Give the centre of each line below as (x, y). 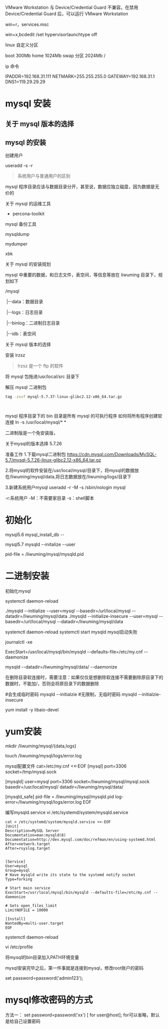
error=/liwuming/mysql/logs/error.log (43, 802)
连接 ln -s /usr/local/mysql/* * (36, 422)
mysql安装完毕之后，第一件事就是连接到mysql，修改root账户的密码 (74, 968)
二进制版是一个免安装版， (32, 433)
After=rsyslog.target (28, 849)
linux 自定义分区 (22, 45)
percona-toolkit (28, 214)
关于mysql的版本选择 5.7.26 (34, 444)
